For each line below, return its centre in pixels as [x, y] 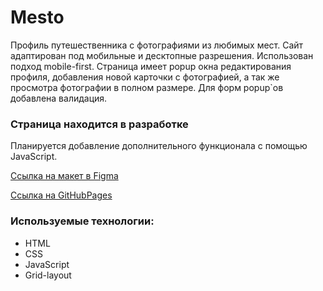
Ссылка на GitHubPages [61, 195]
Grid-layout [48, 275]
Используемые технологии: [82, 221]
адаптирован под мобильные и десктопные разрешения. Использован [162, 55]
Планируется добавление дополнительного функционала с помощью [159, 146]
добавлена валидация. [59, 98]
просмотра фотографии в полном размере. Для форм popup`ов [147, 87]
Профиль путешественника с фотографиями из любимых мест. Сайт [157, 45]
